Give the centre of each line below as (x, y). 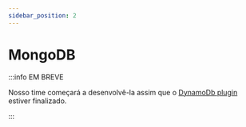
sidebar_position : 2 (43, 15)
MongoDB (42, 54)
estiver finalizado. (38, 101)
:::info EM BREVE (36, 77)
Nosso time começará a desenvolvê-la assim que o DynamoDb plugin (123, 92)
